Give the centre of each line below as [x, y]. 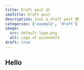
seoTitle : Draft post [28, 14]
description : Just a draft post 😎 [42, 19]
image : [12, 28]
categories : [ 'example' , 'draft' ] [41, 24]
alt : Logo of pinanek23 [34, 38]
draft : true [18, 42]
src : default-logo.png [33, 33]
